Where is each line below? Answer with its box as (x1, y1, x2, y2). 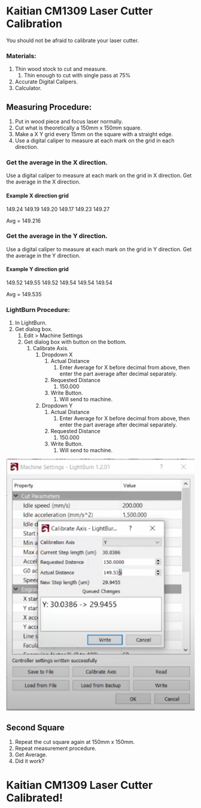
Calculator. (14, 85, 42, 92)
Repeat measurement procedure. (14, 745, 97, 752)
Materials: (6, 52, 37, 60)
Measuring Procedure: (6, 102, 92, 112)
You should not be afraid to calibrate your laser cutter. (6, 37, 139, 44)
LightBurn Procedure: (6, 305, 71, 314)
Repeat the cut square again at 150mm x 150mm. (14, 738, 135, 746)
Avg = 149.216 (6, 217, 41, 224)
